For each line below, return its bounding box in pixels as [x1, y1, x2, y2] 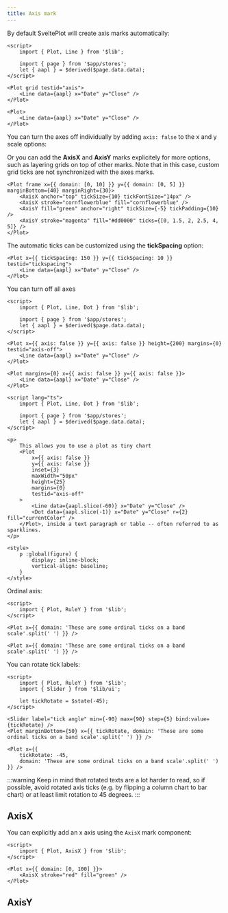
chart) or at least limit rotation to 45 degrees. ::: [7, 790, 140, 798]
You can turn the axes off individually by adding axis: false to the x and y [7, 132, 217, 141]
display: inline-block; [31, 556, 99, 564]
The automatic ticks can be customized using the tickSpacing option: [7, 241, 204, 250]
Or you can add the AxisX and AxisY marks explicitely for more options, [7, 153, 211, 162]
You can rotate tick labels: [7, 660, 81, 668]
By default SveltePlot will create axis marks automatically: [7, 29, 170, 37]
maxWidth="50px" [31, 472, 78, 479]
